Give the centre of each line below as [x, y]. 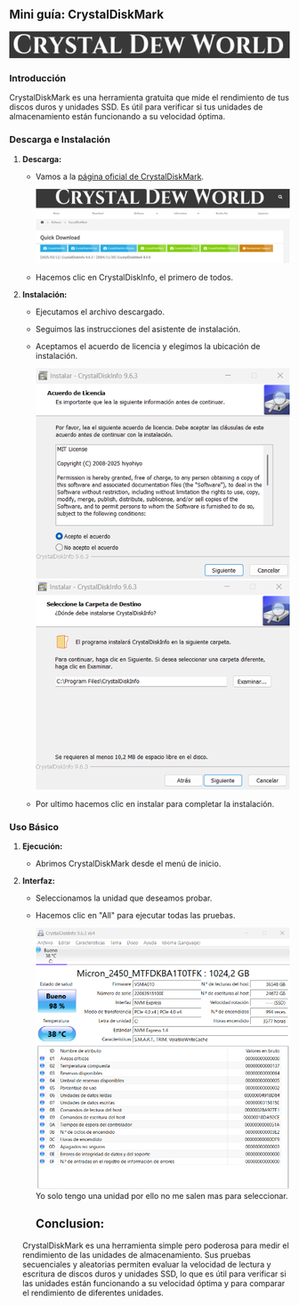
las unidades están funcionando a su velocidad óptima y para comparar [154, 1283]
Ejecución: [42, 846]
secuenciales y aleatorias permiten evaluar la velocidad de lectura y [146, 1264]
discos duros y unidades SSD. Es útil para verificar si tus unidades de [136, 107]
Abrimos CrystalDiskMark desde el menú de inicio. [128, 864]
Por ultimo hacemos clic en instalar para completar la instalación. [155, 803]
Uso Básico [34, 827]
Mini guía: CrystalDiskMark [87, 15]
